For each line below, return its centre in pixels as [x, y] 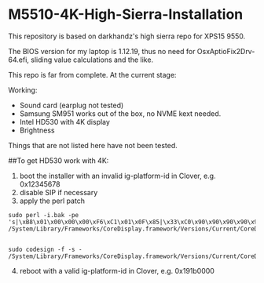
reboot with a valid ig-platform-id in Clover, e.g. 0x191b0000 [117, 270]
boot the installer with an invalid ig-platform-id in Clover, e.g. [117, 176]
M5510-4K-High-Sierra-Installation [126, 15]
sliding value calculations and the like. [92, 60]
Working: [23, 90]
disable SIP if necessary [59, 192]
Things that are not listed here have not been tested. [93, 145]
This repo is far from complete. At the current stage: [92, 74]
